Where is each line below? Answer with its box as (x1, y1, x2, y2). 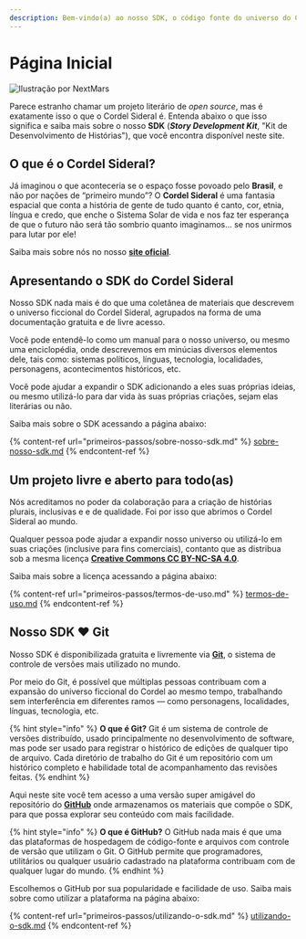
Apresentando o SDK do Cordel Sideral (9, 273, 234, 289)
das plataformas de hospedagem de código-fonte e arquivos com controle (9, 836, 290, 847)
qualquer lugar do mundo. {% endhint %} (9, 865, 165, 876)
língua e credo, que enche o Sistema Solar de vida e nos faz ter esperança (9, 209, 290, 220)
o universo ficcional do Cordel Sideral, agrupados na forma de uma (9, 307, 261, 318)
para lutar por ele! (9, 229, 76, 240)
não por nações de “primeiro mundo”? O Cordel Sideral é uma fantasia (9, 190, 276, 201)
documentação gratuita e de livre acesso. (9, 317, 166, 328)
